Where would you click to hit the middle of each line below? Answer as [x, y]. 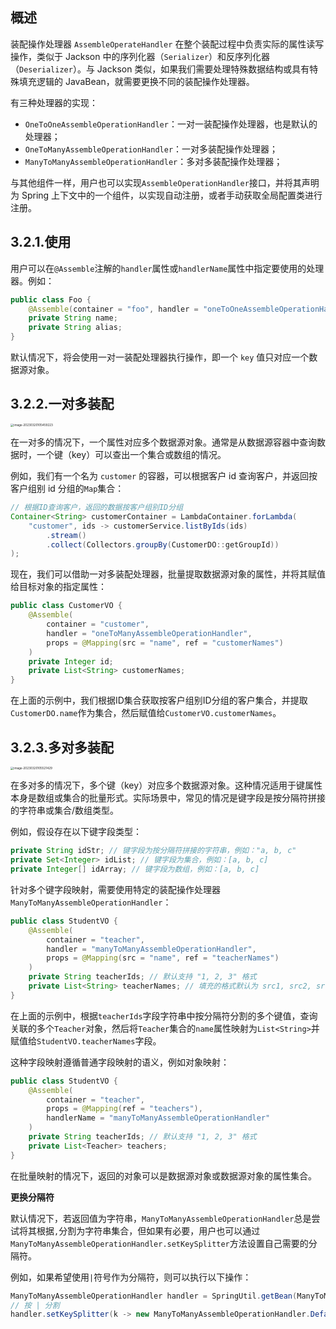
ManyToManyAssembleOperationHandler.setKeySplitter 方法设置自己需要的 [159, 1243]
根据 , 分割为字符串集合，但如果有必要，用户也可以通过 [148, 1230]
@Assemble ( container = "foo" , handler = [113, 309]
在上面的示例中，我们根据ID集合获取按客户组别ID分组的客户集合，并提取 [159, 700]
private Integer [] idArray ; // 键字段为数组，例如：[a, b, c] [135, 869]
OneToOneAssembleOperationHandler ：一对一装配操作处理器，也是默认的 [171, 124]
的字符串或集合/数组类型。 [65, 810]
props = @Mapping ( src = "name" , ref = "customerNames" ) [165, 643]
